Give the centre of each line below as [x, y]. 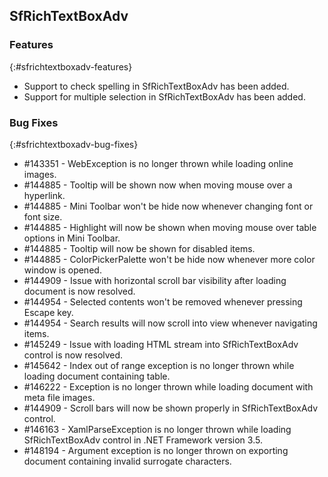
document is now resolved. [79, 291]
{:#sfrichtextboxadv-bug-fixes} [74, 144]
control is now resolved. [73, 355]
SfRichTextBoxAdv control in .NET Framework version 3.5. [143, 440]
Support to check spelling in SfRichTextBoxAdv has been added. [156, 86]
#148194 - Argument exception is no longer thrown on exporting [156, 450]
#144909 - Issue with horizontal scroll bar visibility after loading [155, 280]
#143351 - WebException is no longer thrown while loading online [158, 163]
